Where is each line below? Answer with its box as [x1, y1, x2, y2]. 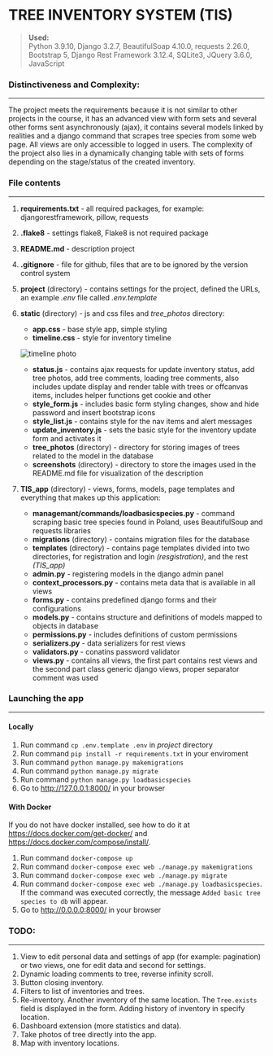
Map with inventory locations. [19, 1038, 119, 1048]
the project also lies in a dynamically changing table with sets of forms [8, 148, 245, 158]
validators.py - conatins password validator [32, 646, 180, 656]
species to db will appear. [19, 896, 108, 906]
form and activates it [32, 433, 102, 443]
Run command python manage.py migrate [19, 766, 158, 776]
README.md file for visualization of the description [32, 468, 204, 478]
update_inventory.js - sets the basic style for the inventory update [32, 425, 257, 435]
